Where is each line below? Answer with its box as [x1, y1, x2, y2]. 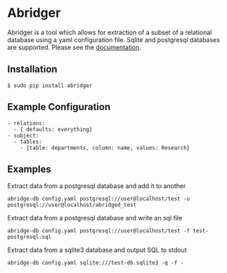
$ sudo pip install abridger [7, 82, 93, 89]
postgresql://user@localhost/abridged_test [7, 201, 137, 208]
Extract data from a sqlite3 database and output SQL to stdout [7, 246, 188, 254]
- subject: [7, 132, 39, 139]
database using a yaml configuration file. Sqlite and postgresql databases [7, 35, 220, 44]
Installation [7, 63, 58, 75]
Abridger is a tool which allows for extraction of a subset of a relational [7, 28, 212, 36]
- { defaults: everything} [13, 126, 93, 133]
